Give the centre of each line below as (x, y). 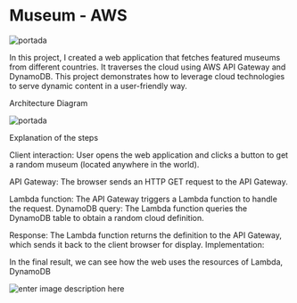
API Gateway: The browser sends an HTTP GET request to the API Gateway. (148, 181)
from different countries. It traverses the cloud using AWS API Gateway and (148, 67)
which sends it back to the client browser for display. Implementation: (137, 244)
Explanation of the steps (54, 137)
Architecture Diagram (49, 102)
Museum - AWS (68, 16)
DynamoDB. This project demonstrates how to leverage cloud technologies (147, 76)
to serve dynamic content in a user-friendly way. (98, 86)
